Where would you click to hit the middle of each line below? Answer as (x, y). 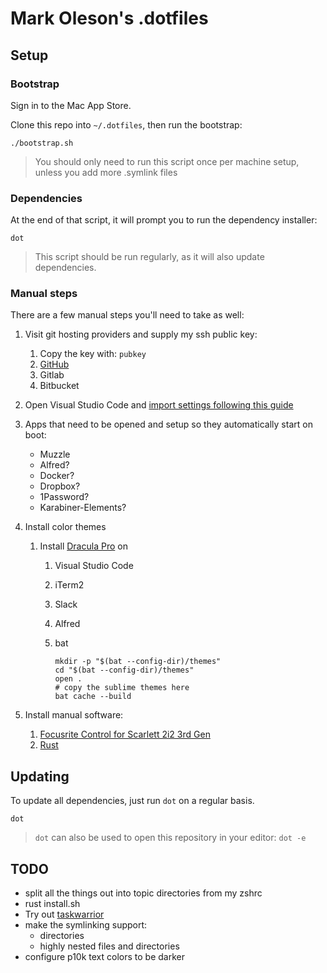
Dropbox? (60, 486)
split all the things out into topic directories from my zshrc (143, 893)
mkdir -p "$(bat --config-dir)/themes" (138, 662)
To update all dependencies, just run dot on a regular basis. (132, 801)
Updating (40, 776)
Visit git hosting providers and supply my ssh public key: (141, 334)
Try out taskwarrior (64, 914)
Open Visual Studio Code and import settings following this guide (159, 405)
